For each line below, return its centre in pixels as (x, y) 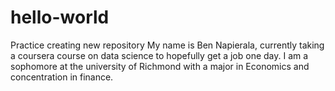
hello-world (60, 17)
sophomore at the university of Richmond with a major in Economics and (160, 66)
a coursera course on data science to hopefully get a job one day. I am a (159, 55)
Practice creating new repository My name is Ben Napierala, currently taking (167, 45)
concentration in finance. (62, 77)
